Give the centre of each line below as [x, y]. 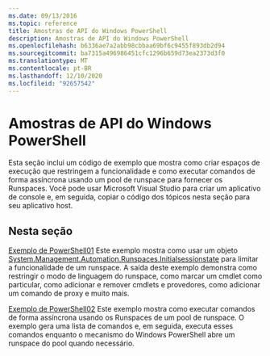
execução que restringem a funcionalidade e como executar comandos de [132, 171]
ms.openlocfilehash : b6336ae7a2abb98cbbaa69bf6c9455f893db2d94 [117, 46]
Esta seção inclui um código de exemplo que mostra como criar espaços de [134, 163]
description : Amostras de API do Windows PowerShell [99, 38]
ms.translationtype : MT [48, 61]
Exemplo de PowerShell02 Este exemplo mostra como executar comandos [132, 309]
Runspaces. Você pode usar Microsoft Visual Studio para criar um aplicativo [135, 188]
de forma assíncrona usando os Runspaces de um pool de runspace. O [126, 318]
